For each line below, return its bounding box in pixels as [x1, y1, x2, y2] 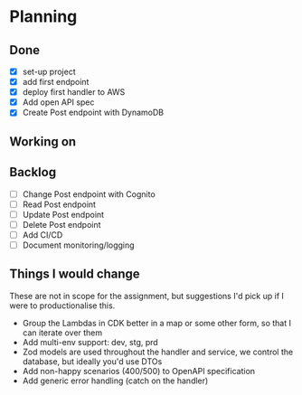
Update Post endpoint [22, 209, 105, 220]
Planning [9, 6, 78, 27]
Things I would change [9, 267, 140, 282]
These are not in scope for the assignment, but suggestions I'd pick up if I [9, 290, 285, 301]
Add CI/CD [22, 229, 63, 240]
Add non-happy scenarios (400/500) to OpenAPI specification [22, 365, 256, 376]
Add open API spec [22, 97, 95, 108]
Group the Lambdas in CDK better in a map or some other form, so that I [22, 317, 292, 328]
